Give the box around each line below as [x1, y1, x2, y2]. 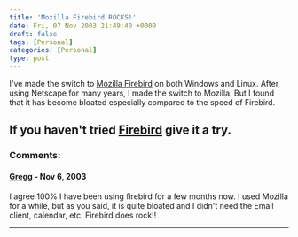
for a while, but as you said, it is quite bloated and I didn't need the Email [9, 200, 274, 210]
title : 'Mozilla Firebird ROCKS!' [9, 12, 137, 22]
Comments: [9, 149, 61, 162]
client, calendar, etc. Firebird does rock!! [9, 210, 157, 220]
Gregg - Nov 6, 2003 [9, 171, 87, 181]
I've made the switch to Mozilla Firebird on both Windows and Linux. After [9, 79, 279, 88]
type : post [9, 54, 50, 63]
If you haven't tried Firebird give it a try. [9, 123, 232, 138]
